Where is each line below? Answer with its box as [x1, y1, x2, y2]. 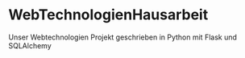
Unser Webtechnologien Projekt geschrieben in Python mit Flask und [8, 32, 238, 42]
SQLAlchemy [8, 40, 52, 50]
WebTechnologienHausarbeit [8, 6, 209, 24]
